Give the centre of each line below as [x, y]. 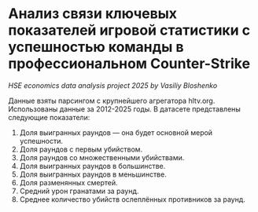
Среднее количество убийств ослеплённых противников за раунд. [132, 199]
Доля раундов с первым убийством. [81, 149]
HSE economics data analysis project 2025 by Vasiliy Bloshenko [113, 85]
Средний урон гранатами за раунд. [79, 191]
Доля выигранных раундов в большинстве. [92, 166]
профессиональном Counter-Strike [129, 64]
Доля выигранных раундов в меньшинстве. [93, 174]
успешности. [41, 141]
